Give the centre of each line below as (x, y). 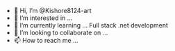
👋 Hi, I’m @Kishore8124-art (52, 11)
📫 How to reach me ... (46, 40)
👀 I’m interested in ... (43, 18)
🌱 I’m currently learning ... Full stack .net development (91, 25)
